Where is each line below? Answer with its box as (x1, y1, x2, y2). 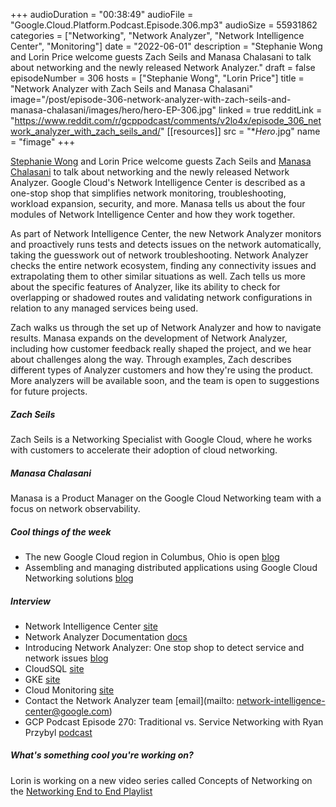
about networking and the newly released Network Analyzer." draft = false (10, 62, 316, 73)
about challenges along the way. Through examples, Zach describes (10, 354, 292, 365)
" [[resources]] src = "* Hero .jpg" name (160, 125, 321, 137)
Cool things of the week (10, 525, 112, 538)
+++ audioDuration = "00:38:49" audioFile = (10, 9, 194, 20)
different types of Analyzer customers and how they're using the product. (10, 364, 314, 376)
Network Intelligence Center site (24, 620, 158, 632)
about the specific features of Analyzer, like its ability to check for (10, 281, 281, 293)
